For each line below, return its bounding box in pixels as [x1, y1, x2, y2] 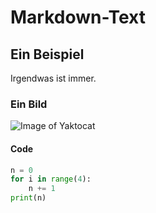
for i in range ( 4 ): [10, 174, 92, 185]
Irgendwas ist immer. [10, 72, 97, 84]
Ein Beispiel [10, 46, 85, 63]
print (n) [10, 193, 47, 203]
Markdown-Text [10, 6, 146, 29]
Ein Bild [10, 97, 48, 111]
